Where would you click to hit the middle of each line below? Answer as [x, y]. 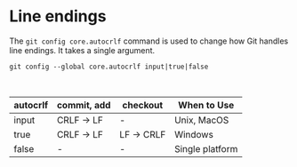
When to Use [206, 105]
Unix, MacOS [202, 120]
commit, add [84, 105]
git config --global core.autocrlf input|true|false [109, 67]
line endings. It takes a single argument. [82, 50]
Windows [194, 134]
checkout [143, 105]
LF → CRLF [143, 134]
